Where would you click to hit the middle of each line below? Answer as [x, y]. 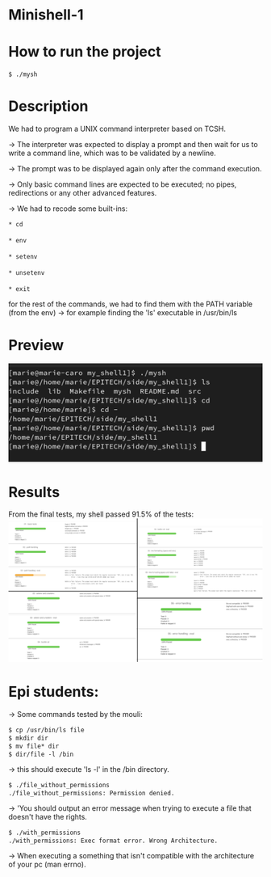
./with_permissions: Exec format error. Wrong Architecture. [113, 841]
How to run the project [85, 52]
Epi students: [54, 692]
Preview [36, 346]
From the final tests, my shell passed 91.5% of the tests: [101, 514]
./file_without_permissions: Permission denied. [92, 793]
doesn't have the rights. [48, 816]
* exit [19, 289]
